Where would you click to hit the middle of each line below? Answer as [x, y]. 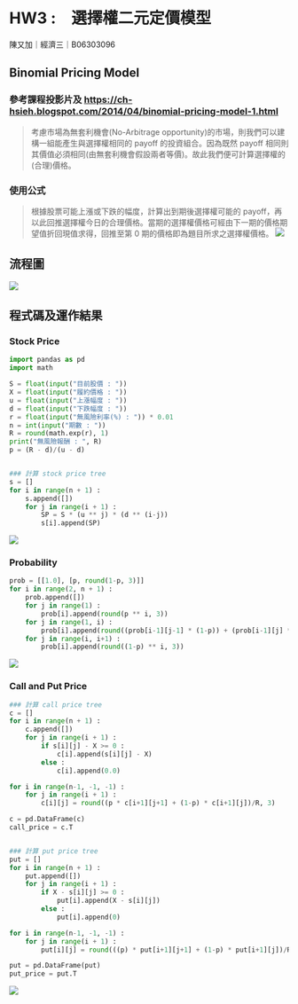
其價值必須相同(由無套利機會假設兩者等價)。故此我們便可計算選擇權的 [158, 154]
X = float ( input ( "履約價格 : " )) [68, 392]
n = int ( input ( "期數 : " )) [58, 425]
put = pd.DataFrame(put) [55, 966]
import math [31, 368]
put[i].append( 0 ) [89, 917]
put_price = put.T [43, 974]
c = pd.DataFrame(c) [47, 820]
